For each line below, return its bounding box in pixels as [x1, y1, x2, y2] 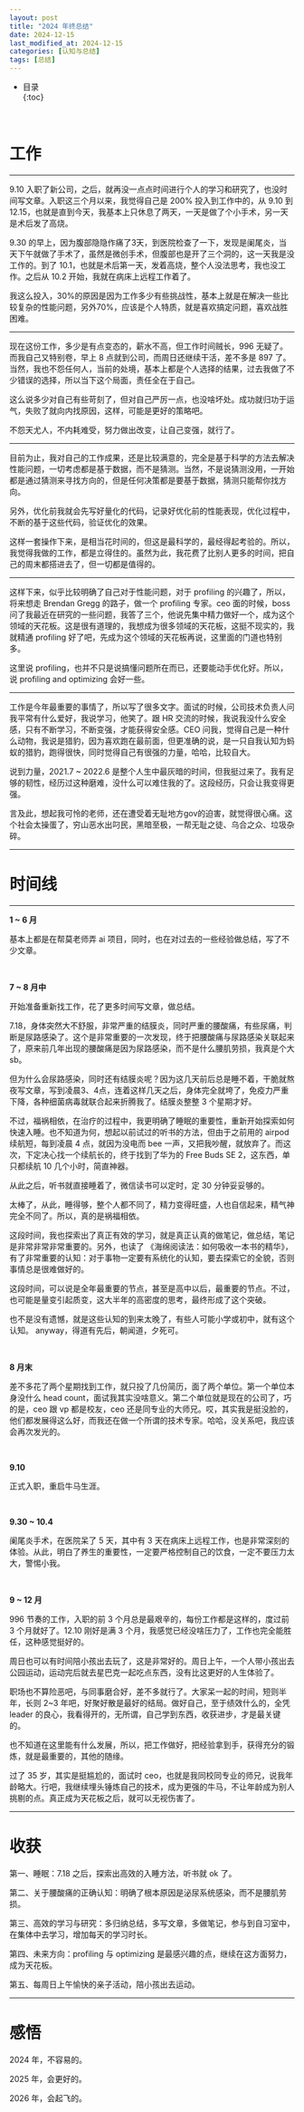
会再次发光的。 [9, 1426, 65, 1437]
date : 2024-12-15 [9, 30, 75, 39]
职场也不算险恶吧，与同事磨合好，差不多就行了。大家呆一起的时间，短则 [9, 1686, 279, 1697]
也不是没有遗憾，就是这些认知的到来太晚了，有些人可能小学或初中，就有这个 [9, 1313, 295, 1324]
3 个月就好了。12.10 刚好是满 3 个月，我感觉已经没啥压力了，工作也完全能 [9, 1625, 284, 1635]
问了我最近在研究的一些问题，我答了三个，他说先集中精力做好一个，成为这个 [9, 609, 295, 620]
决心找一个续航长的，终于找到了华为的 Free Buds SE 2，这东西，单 [40, 1149, 291, 1160]
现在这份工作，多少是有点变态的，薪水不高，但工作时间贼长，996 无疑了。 [9, 341, 288, 352]
